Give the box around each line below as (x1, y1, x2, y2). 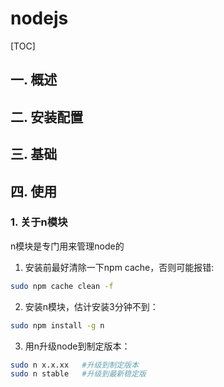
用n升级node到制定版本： (24, 340, 131, 352)
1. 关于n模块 (10, 215, 68, 229)
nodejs (10, 7, 69, 30)
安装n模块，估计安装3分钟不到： (24, 300, 159, 312)
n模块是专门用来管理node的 (10, 240, 125, 252)
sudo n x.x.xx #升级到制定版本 (10, 360, 139, 370)
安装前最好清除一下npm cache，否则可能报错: (24, 261, 215, 273)
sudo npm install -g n (10, 320, 105, 331)
